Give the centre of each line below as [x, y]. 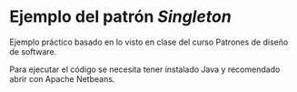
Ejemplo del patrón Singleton [120, 17]
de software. [33, 51]
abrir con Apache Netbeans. [62, 78]
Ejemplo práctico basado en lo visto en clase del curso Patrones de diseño [149, 42]
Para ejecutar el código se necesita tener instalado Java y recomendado [145, 69]
